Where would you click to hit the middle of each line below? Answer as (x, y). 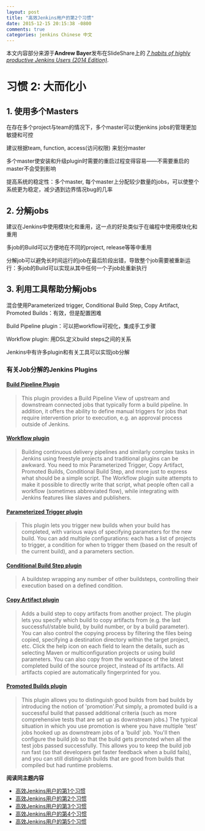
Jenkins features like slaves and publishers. (76, 497)
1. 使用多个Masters (43, 111)
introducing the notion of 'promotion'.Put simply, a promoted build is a (109, 706)
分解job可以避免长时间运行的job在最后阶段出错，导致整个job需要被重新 (96, 260)
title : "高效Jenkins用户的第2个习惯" (50, 18)
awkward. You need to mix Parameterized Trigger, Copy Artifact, (102, 465)
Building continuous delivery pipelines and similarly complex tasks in (108, 452)
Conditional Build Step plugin (44, 565)
